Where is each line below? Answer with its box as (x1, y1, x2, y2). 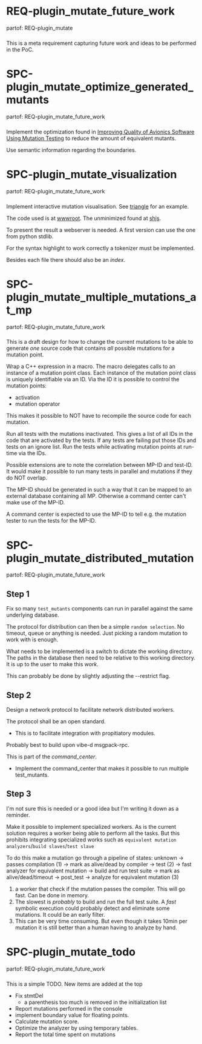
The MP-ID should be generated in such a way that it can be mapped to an (6, 486, 192, 494)
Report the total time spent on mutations (15, 1031, 116, 1038)
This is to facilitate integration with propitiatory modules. (15, 729, 155, 737)
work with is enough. (6, 636, 59, 643)
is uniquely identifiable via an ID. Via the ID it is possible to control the (6, 376, 180, 383)
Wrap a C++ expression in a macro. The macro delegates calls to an (6, 363, 175, 370)
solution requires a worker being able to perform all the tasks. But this (6, 829, 180, 837)
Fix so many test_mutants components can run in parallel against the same (6, 605, 193, 612)
